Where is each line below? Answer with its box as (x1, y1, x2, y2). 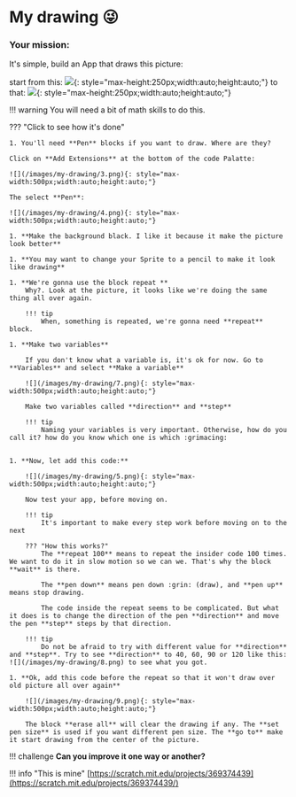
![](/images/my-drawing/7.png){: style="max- (25, 379, 197, 388)
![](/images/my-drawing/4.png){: (9, 209, 133, 218)
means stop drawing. (9, 588, 86, 598)
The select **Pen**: (9, 193, 86, 202)
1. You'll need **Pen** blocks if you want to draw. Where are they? (9, 139, 272, 148)
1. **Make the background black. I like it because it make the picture (9, 232, 284, 241)
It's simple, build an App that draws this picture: (9, 58, 183, 69)
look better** (9, 240, 62, 249)
